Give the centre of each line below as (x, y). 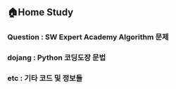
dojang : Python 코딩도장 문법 (57, 57)
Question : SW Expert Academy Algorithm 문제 (88, 37)
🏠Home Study (40, 12)
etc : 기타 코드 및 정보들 (45, 78)
